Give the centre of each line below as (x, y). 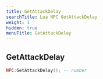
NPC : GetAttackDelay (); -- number (47, 70)
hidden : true (22, 28)
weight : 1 (18, 22)
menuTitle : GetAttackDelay (39, 33)
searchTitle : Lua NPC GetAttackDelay (52, 17)
